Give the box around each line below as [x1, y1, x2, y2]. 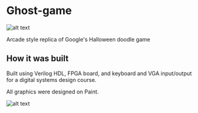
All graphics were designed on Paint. [6, 88, 99, 95]
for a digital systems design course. [6, 76, 97, 83]
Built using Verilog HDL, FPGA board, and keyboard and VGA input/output [6, 70, 192, 77]
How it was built [6, 53, 69, 64]
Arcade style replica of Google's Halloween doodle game [6, 35, 150, 43]
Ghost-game [6, 4, 72, 18]
